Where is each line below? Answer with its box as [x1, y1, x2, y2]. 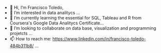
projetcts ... [9, 31, 33, 36]
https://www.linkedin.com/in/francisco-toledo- [52, 36, 146, 41]
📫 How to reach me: [9, 36, 52, 41]
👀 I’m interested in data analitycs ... [9, 10, 80, 16]
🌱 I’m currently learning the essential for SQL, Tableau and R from [9, 15, 141, 20]
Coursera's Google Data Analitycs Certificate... [9, 20, 104, 26]
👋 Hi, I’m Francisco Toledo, [9, 5, 64, 10]
